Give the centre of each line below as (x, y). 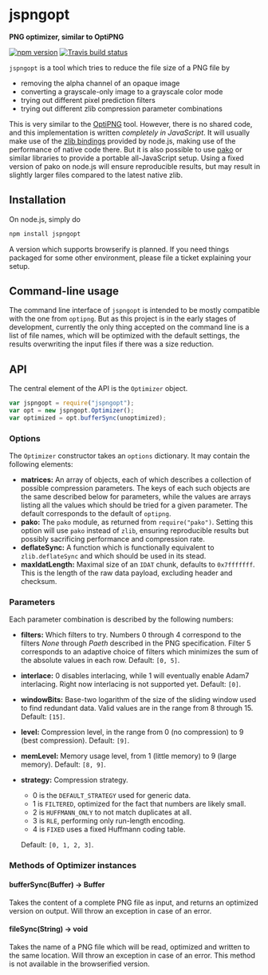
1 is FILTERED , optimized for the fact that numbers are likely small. (139, 804)
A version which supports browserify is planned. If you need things (119, 249)
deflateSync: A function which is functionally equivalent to (117, 547)
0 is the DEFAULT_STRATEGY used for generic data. (112, 795)
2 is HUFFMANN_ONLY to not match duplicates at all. (112, 812)
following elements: (41, 464)
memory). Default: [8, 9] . (63, 764)
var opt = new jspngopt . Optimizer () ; (72, 411)
